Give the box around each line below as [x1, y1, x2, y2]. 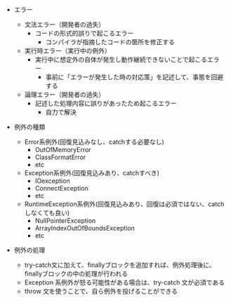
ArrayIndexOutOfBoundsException [34, 224, 136, 232]
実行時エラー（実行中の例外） [24, 47, 111, 55]
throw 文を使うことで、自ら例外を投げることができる [24, 287, 178, 295]
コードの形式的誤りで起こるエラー [34, 29, 134, 37]
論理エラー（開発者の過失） [24, 90, 105, 99]
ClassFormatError [34, 153, 86, 161]
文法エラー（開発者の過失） [24, 20, 105, 29]
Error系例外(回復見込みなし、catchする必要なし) [24, 138, 165, 146]
